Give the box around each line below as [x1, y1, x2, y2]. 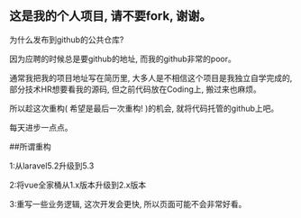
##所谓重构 [9, 141, 51, 151]
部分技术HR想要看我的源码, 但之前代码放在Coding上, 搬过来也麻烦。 [9, 84, 261, 95]
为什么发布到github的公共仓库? [9, 34, 124, 45]
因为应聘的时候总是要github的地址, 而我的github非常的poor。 [9, 53, 236, 64]
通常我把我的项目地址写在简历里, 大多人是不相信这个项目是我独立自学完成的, [9, 72, 293, 83]
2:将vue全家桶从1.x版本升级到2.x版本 [9, 179, 147, 190]
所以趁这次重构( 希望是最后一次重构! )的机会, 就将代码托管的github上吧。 [9, 103, 279, 114]
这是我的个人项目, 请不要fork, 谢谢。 [9, 8, 212, 24]
